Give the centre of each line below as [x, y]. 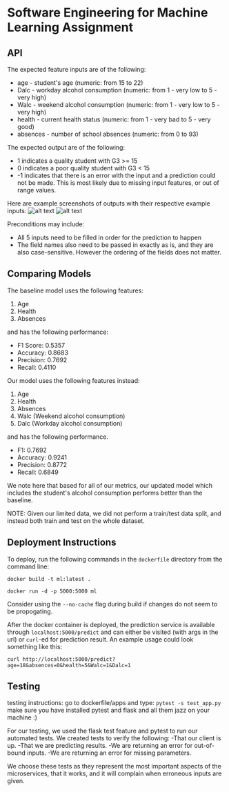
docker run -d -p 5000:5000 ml [52, 591]
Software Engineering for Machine [108, 13]
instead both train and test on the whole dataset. [76, 521]
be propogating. [30, 611]
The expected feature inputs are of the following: [77, 69]
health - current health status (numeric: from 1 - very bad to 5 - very [114, 119]
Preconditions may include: [46, 224]
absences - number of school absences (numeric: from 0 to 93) [108, 134]
